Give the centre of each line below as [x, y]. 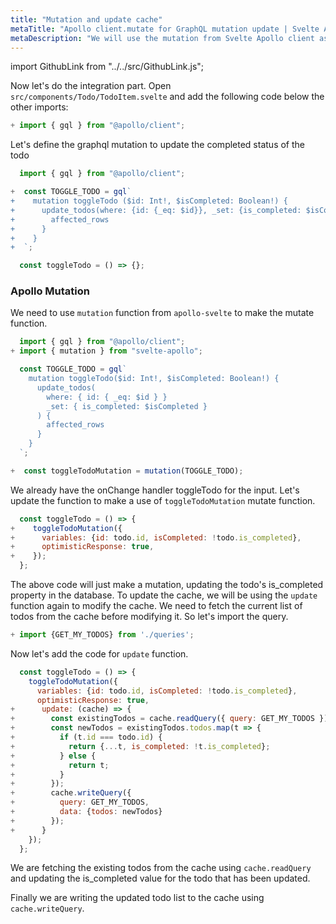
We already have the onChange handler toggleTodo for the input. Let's [155, 490]
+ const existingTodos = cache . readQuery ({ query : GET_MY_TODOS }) [169, 719]
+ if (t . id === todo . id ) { [86, 737]
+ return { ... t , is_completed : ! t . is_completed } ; [140, 746]
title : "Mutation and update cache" [86, 19]
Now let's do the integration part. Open [91, 86]
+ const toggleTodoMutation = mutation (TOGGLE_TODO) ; [127, 471]
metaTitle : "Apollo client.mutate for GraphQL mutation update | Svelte [165, 29]
